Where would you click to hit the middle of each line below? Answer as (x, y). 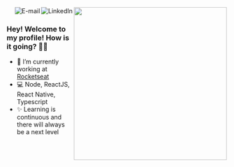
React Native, (36, 94)
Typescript (32, 102)
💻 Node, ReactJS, (43, 85)
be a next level (38, 132)
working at (32, 69)
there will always (41, 124)
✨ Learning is (36, 109)
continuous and (39, 117)
